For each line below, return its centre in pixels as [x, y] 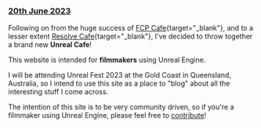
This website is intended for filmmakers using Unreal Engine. [107, 60]
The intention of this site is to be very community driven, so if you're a [121, 107]
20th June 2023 [40, 11]
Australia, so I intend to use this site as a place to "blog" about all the [119, 83]
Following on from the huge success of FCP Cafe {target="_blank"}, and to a [130, 28]
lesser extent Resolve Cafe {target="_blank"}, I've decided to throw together [130, 36]
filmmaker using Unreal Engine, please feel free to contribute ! [107, 115]
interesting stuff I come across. [58, 92]
